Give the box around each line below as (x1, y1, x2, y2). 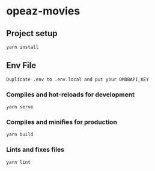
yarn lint (6, 159, 31, 165)
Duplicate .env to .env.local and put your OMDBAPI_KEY (6, 76, 149, 82)
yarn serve (6, 104, 34, 110)
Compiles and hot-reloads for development (6, 90, 135, 99)
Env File (6, 60, 37, 70)
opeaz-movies (6, 4, 81, 18)
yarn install (6, 44, 39, 50)
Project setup (6, 28, 58, 39)
